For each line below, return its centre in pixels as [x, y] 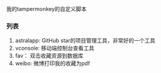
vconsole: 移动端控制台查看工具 [55, 48]
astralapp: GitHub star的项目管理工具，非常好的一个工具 [85, 41]
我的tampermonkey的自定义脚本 [46, 9]
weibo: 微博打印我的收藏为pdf [52, 63]
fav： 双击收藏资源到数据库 [49, 56]
